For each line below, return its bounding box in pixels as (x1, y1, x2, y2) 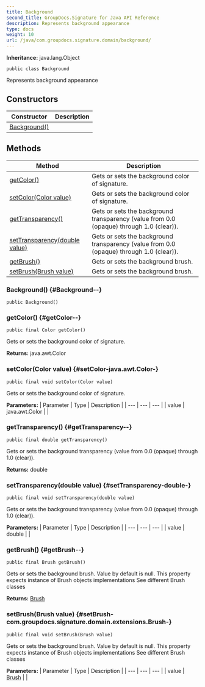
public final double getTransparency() (6, 437, 108, 443)
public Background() (6, 299, 59, 305)
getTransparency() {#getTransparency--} (6, 423, 132, 431)
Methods (6, 143, 41, 154)
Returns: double (6, 466, 48, 473)
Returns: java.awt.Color (6, 350, 66, 357)
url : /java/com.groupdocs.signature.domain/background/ (6, 37, 151, 43)
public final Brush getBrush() (6, 559, 86, 566)
